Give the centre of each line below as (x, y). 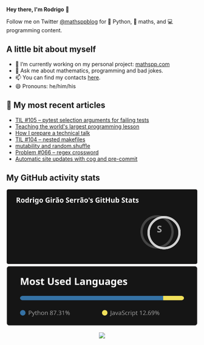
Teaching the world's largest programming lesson (77, 126)
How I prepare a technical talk (53, 133)
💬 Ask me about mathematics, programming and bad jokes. (89, 71)
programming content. (34, 30)
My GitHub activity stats (53, 178)
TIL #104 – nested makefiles (50, 139)
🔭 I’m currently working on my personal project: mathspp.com (92, 64)
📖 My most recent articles (56, 106)
